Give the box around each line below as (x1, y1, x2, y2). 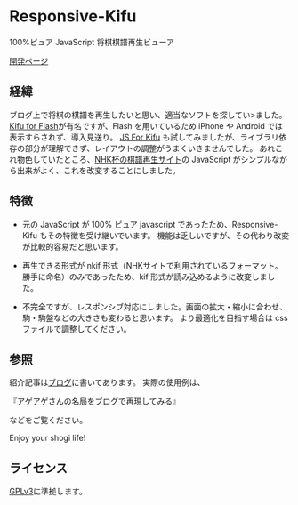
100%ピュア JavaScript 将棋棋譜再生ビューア (9, 36, 175, 47)
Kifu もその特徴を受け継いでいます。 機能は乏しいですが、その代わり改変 (21, 229, 290, 241)
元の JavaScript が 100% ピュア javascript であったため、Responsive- (21, 219, 278, 229)
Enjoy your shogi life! (9, 433, 86, 444)
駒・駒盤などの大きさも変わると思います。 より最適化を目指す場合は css (21, 312, 288, 323)
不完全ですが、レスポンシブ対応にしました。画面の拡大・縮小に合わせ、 (21, 301, 287, 312)
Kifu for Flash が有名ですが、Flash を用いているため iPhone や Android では (9, 120, 283, 131)
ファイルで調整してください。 (21, 323, 132, 334)
